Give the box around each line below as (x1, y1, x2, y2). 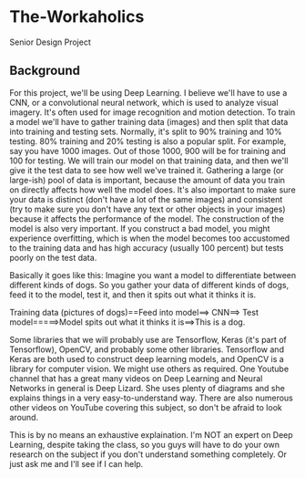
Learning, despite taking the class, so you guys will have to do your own (9, 439, 280, 450)
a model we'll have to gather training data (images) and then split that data (9, 116, 289, 127)
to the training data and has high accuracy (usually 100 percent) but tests (9, 242, 284, 253)
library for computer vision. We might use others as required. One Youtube (9, 363, 290, 374)
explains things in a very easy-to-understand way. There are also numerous (9, 392, 294, 403)
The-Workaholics (9, 6, 145, 27)
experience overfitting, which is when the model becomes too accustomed (9, 233, 290, 244)
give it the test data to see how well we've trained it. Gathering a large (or (9, 164, 284, 175)
